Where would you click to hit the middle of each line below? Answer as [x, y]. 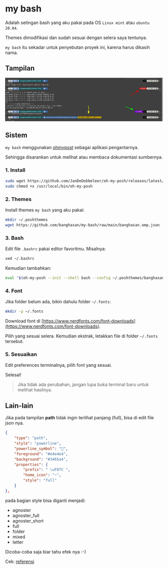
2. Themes [18, 199]
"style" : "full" [40, 480]
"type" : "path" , [31, 438]
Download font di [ [24, 321]
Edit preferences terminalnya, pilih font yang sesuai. [59, 365]
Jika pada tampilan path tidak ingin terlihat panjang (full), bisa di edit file [79, 418]
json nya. [14, 423]
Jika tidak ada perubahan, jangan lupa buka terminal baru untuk [83, 385]
